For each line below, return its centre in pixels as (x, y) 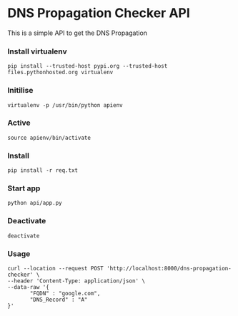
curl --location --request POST (55, 269)
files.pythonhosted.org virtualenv (60, 73)
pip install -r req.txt (43, 170)
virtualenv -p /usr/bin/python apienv (65, 105)
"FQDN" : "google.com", (65, 294)
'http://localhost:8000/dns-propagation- (169, 269)
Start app (24, 188)
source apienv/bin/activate (49, 138)
